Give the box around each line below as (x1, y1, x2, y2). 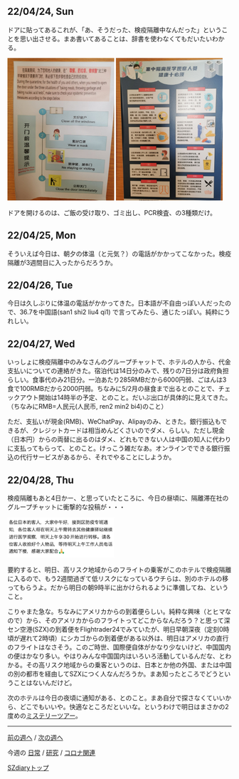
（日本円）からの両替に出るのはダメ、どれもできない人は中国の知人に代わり (7, 435, 232, 444)
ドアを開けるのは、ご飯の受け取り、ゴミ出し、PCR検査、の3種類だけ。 (7, 208, 217, 216)
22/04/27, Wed (7, 338, 75, 350)
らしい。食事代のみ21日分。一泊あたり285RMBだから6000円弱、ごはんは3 (7, 375, 227, 384)
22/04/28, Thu (7, 474, 75, 486)
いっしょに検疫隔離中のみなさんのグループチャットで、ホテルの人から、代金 (7, 357, 231, 366)
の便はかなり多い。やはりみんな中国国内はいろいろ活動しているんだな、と (7, 652, 225, 661)
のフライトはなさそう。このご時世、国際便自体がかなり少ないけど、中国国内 (7, 643, 231, 652)
